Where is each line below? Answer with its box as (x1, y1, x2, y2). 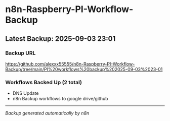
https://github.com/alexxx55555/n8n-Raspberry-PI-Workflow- (5, 60, 135, 67)
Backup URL (5, 49, 36, 56)
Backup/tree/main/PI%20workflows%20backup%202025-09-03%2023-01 (5, 66, 163, 72)
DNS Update (12, 90, 39, 96)
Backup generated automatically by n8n (5, 110, 90, 116)
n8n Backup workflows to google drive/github (12, 96, 108, 102)
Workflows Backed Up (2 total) (5, 79, 82, 86)
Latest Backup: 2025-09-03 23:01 (5, 34, 116, 43)
